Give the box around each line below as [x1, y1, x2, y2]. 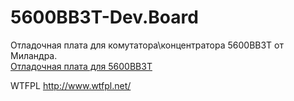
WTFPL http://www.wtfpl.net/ [10, 79, 132, 91]
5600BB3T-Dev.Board [10, 6, 199, 29]
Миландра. [10, 49, 58, 61]
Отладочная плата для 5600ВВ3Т [10, 60, 153, 72]
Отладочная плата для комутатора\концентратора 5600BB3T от [10, 39, 285, 51]
